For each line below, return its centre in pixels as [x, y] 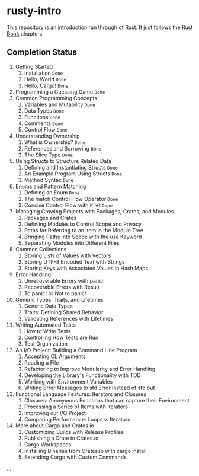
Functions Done [42, 117]
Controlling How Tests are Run [61, 337]
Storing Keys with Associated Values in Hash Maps [86, 268]
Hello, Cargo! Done [46, 85]
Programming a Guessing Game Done [60, 92]
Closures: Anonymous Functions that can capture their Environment [107, 400]
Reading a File [41, 362]
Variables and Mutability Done [60, 104]
